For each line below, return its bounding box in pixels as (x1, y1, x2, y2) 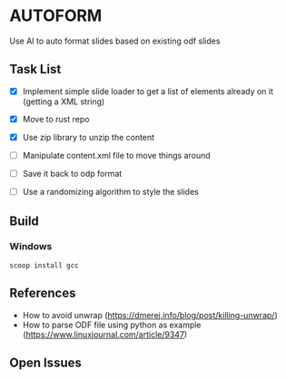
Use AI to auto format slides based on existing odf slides (9, 35, 221, 46)
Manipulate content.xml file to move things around (22, 150, 211, 160)
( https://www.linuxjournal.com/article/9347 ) (22, 328, 188, 340)
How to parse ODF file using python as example (22, 319, 202, 330)
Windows (9, 240, 53, 253)
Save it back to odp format (22, 169, 123, 179)
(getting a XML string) (22, 96, 105, 107)
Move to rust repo (22, 113, 90, 124)
